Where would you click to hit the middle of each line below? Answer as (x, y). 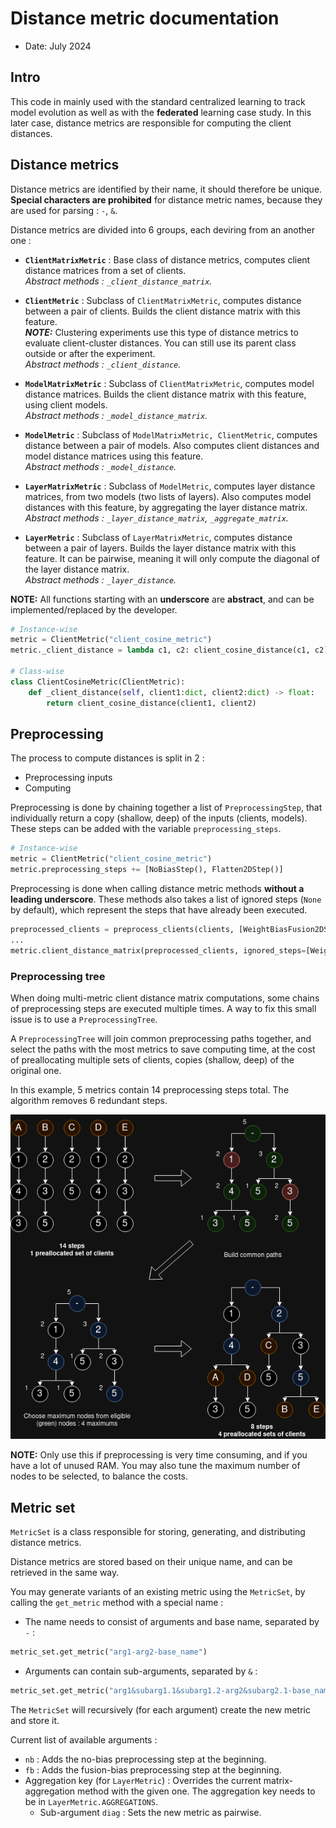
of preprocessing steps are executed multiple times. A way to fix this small (163, 1008)
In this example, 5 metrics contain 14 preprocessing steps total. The (150, 1089)
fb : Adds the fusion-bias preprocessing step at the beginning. (153, 1769)
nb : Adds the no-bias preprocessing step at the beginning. (145, 1759)
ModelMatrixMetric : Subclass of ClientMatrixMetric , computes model (169, 383)
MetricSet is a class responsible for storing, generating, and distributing (158, 1532)
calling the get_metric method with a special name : (117, 1603)
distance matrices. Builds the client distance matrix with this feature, (165, 394)
